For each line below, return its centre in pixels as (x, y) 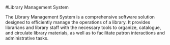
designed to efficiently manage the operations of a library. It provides (78, 22)
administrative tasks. (27, 38)
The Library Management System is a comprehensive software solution (80, 17)
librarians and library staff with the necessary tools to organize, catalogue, (83, 27)
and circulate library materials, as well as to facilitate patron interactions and (85, 33)
